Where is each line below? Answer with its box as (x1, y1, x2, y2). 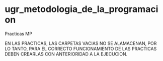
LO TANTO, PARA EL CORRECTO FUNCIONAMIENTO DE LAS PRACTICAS (5, 45, 157, 51)
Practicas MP (5, 30, 32, 36)
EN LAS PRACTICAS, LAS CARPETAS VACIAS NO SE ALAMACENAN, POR (5, 40, 157, 46)
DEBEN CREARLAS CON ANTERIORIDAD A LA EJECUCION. (5, 51, 128, 57)
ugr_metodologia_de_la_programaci (5, 3, 158, 15)
